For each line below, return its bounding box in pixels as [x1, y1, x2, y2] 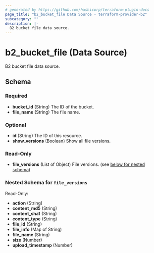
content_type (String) [12, 216, 57, 222]
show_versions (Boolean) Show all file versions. [12, 138, 111, 144]
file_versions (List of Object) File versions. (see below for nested [12, 161, 145, 167]
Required [5, 93, 28, 100]
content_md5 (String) [12, 205, 57, 211]
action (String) [12, 200, 43, 206]
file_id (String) [12, 221, 42, 227]
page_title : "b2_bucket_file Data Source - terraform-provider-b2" [5, 12, 148, 17]
